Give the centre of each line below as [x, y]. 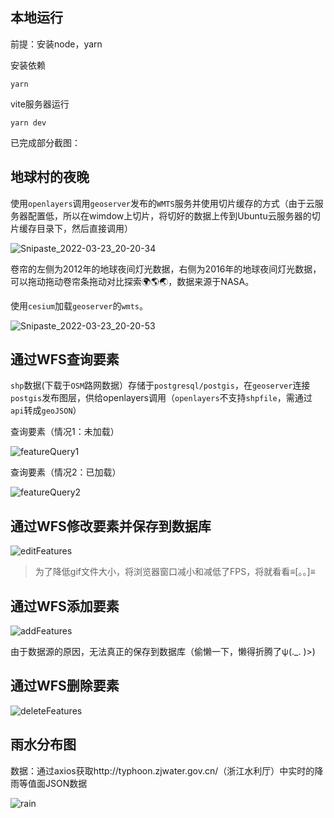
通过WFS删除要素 [65, 686]
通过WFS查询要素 [65, 359]
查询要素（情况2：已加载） [66, 472]
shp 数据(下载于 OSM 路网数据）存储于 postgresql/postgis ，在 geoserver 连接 [160, 385]
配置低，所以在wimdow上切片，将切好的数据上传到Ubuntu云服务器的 [169, 215]
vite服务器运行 [40, 104]
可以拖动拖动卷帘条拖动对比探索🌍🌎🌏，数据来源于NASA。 [132, 281]
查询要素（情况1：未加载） [65, 432]
